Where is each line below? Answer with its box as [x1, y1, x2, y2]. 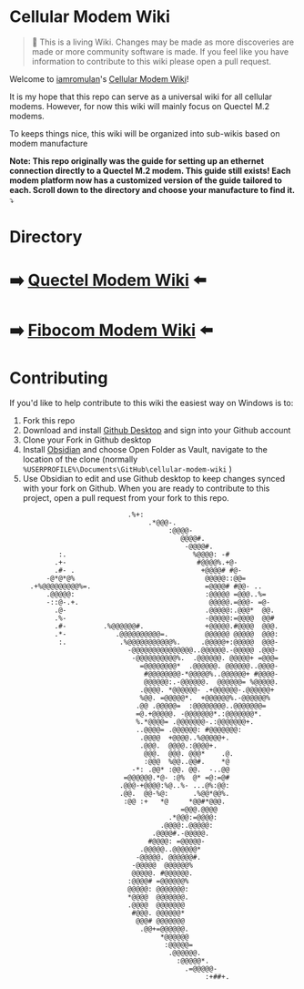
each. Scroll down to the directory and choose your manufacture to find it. [9, 184, 296, 195]
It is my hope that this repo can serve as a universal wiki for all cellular [9, 91, 273, 102]
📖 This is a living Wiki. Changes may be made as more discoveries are [31, 36, 295, 47]
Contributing [9, 367, 108, 388]
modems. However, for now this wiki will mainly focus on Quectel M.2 [9, 100, 270, 111]
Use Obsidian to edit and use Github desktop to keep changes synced [22, 474, 285, 484]
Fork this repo [22, 415, 76, 426]
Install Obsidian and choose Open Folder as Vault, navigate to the [22, 444, 269, 455]
